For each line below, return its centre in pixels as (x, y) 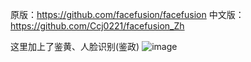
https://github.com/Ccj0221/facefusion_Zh (97, 26)
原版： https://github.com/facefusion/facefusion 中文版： (127, 14)
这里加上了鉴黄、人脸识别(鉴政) (75, 46)
